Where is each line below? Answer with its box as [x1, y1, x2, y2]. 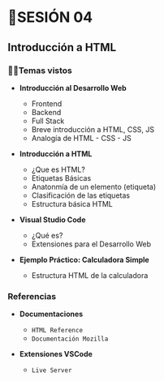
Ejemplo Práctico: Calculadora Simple [19, 255, 149, 264]
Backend [31, 107, 62, 117]
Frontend [31, 98, 63, 109]
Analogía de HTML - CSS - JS [31, 133, 132, 143]
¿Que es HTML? [31, 165, 86, 174]
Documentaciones [19, 309, 84, 319]
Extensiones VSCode [19, 349, 93, 359]
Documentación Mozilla [31, 335, 109, 344]
